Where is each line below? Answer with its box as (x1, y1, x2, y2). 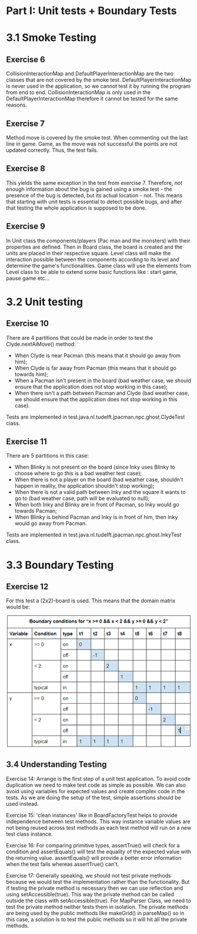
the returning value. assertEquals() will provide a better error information (6, 854, 182, 861)
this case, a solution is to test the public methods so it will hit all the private (6, 916, 188, 923)
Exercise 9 (6, 221, 45, 231)
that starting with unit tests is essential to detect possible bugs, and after (6, 198, 182, 205)
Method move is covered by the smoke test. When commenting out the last (6, 134, 188, 141)
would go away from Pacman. (14, 520, 87, 527)
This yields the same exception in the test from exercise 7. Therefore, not (6, 179, 183, 186)
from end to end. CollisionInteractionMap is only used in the (6, 89, 151, 96)
